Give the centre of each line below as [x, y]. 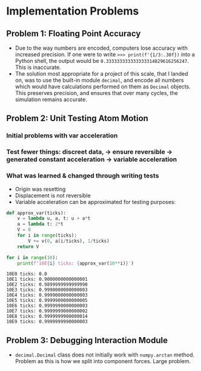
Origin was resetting [40, 189]
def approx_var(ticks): [36, 213]
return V [28, 246]
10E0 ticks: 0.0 [27, 274]
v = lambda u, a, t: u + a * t [54, 218]
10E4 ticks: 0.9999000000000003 [47, 295]
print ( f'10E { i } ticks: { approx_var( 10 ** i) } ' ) [76, 263]
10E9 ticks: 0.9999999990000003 [47, 322]
